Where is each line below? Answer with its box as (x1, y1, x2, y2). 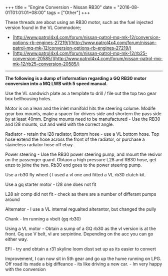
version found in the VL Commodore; (5, 25, 81, 31)
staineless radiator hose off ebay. (5, 142, 74, 147)
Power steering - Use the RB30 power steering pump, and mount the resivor (5, 151, 162, 157)
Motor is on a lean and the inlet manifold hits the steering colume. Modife (5, 105, 156, 111)
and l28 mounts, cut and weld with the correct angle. (5, 121, 114, 127)
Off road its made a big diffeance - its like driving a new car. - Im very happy (5, 261, 162, 267)
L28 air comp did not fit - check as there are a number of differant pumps (5, 191, 156, 197)
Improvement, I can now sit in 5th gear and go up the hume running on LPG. (5, 255, 161, 261)
